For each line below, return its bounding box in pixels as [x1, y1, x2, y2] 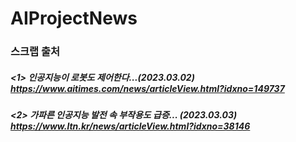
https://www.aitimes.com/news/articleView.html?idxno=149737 [10, 82, 285, 94]
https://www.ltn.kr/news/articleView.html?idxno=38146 [10, 120, 251, 132]
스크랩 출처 [10, 45, 61, 59]
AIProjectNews [10, 7, 138, 30]
